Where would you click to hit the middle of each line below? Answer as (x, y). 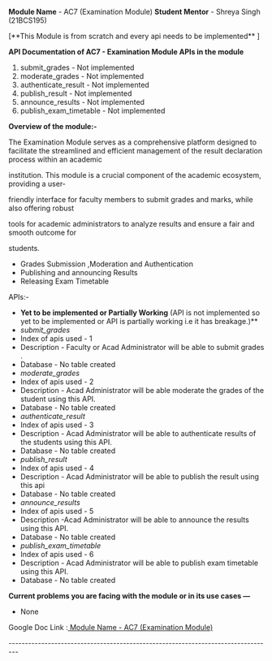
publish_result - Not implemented (76, 93)
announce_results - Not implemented (82, 102)
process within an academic (56, 159)
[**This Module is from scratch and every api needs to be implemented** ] (134, 36)
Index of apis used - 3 (57, 425)
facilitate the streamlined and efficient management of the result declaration (135, 151)
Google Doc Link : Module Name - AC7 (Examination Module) (111, 627)
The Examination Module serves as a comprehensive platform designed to (133, 142)
